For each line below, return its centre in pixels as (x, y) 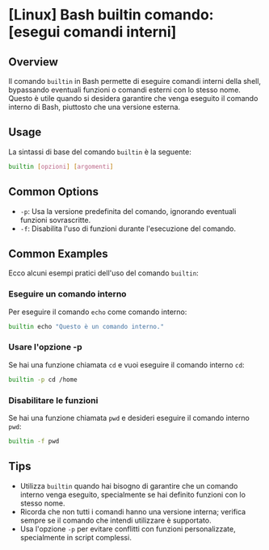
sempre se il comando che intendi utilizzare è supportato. (116, 520)
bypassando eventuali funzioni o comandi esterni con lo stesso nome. (124, 90)
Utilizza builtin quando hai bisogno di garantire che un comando (129, 485)
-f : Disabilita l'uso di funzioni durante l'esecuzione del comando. (128, 229)
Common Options (54, 192)
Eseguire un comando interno (67, 294)
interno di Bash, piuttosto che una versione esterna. (94, 107)
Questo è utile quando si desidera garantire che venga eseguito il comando (133, 98)
